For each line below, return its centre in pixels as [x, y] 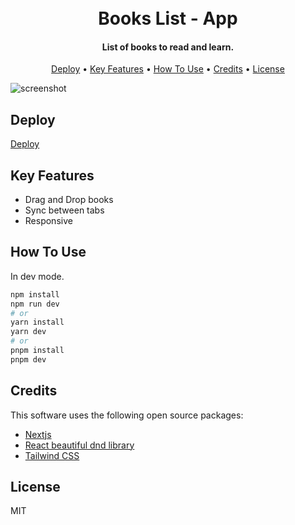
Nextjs [38, 434]
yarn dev [28, 332]
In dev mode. [37, 276]
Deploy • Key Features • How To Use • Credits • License [168, 69]
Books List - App [168, 18]
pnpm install [37, 351]
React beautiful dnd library [79, 445]
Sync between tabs [64, 210]
